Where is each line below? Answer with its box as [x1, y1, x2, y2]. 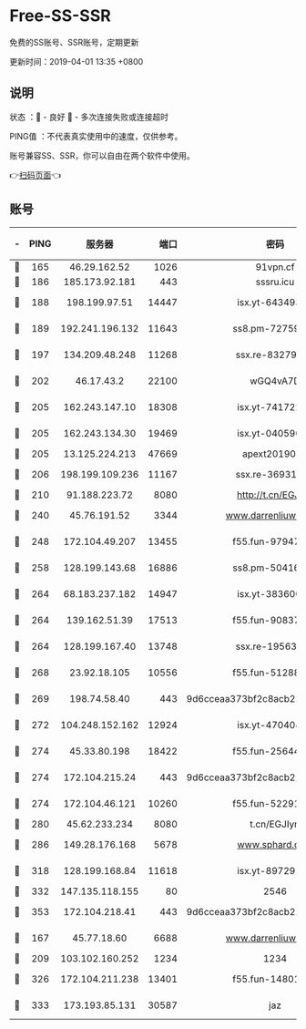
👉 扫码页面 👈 [9, 170, 62, 180]
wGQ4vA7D [250, 375, 301, 387]
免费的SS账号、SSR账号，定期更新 [9, 36, 139, 47]
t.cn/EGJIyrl [250, 818, 301, 830]
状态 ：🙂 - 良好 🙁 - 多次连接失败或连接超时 [9, 111, 168, 122]
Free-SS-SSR [9, 5, 111, 26]
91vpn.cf [255, 261, 295, 273]
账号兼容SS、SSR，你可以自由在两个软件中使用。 [9, 149, 195, 160]
